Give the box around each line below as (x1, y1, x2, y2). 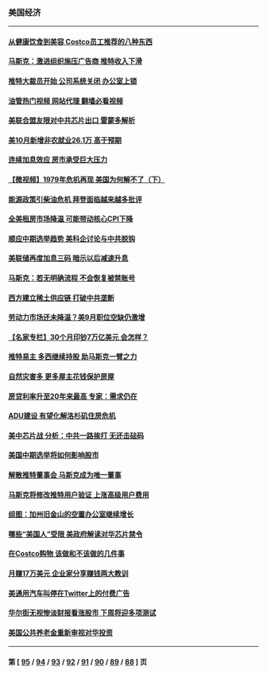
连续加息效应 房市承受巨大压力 (8, 155, 108, 165)
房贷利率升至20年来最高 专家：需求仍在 (8, 392, 137, 401)
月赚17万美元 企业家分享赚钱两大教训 (8, 568, 129, 578)
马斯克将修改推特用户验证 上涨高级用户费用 (8, 489, 149, 499)
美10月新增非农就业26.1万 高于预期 (8, 135, 122, 145)
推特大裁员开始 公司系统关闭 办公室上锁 (8, 76, 137, 86)
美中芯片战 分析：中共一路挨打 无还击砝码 (8, 431, 145, 440)
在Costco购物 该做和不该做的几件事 (8, 549, 125, 559)
